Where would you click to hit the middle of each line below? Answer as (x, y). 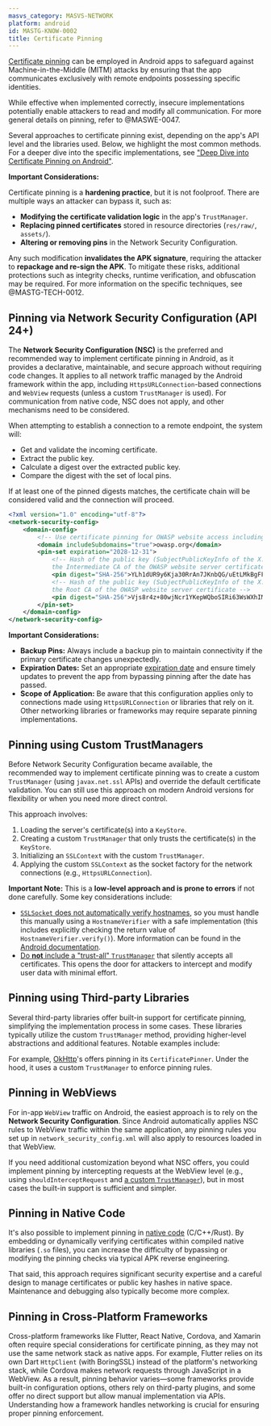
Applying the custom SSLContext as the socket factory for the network (136, 864)
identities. (25, 87)
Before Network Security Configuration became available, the (110, 764)
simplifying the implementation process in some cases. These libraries (125, 1025)
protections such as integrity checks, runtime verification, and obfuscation (132, 275)
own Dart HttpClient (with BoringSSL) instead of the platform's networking (133, 1362)
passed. (33, 685)
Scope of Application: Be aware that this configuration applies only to (137, 694)
